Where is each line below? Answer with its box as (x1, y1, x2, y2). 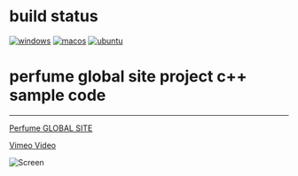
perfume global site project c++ (9, 66, 247, 87)
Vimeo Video (9, 140, 56, 150)
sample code (9, 86, 106, 105)
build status (9, 6, 99, 27)
